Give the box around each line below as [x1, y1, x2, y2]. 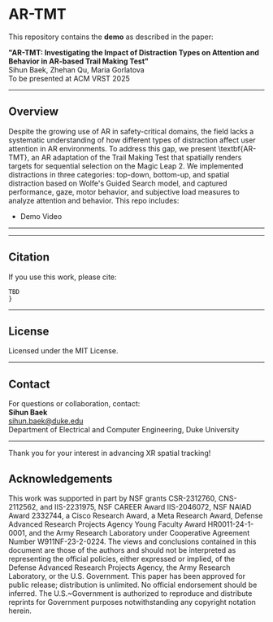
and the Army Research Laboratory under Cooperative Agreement [28, 528, 250, 537]
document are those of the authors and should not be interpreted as [8, 545, 236, 554]
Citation [8, 250, 50, 265]
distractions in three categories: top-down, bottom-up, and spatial [8, 169, 230, 179]
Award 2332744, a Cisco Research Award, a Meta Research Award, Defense [8, 510, 263, 520]
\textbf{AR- [218, 143, 257, 153]
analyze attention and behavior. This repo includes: [8, 195, 180, 205]
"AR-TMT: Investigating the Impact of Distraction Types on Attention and [8, 47, 260, 57]
